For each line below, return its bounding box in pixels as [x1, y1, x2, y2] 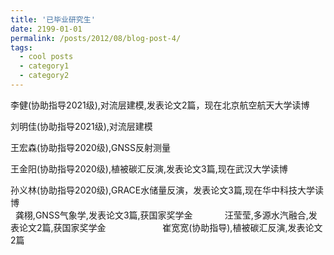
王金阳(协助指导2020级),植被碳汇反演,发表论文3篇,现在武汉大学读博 [10, 162, 288, 175]
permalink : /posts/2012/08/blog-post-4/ [10, 33, 182, 43]
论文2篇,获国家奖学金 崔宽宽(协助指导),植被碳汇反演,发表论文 [18, 221, 323, 233]
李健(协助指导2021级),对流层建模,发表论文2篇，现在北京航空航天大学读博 [10, 99, 310, 111]
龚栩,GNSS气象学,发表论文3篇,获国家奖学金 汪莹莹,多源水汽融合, [14, 209, 309, 221]
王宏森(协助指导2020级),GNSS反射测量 [10, 141, 171, 153]
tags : [10, 42, 33, 53]
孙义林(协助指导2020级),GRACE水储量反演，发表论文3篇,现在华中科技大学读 [10, 184, 324, 196]
